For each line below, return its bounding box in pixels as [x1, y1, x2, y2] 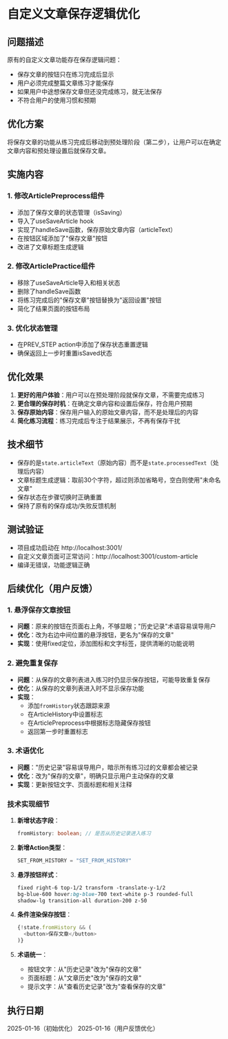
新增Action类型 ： [17, 843, 68, 851]
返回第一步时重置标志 [27, 727, 88, 735]
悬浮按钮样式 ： [17, 871, 60, 879]
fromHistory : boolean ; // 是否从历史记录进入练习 [17, 830, 152, 837]
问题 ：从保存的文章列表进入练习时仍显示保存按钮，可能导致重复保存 [17, 675, 211, 683]
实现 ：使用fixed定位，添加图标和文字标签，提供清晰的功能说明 [17, 639, 195, 648]
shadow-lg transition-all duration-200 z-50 [17, 897, 147, 904]
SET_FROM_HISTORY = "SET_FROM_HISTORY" [17, 857, 132, 864]
